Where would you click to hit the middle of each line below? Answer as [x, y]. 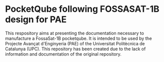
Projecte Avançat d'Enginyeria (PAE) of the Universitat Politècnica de [75, 43]
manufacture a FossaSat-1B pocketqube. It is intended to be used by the [79, 38]
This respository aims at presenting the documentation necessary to [75, 33]
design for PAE [36, 19]
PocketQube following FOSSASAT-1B [82, 9]
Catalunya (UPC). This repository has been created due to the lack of [75, 49]
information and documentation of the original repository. [63, 54]
